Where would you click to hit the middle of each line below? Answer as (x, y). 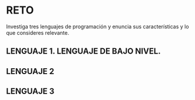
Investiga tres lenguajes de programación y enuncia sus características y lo (98, 26)
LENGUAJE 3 (30, 91)
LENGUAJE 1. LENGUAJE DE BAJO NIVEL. (83, 51)
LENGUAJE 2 (30, 71)
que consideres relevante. (38, 32)
